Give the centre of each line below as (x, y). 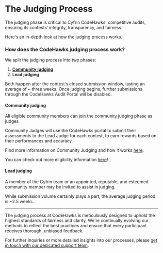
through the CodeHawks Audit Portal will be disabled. (58, 94)
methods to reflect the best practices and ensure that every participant (76, 225)
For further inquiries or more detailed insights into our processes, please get (81, 240)
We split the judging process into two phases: (50, 60)
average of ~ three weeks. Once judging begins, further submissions (74, 89)
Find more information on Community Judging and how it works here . (74, 150)
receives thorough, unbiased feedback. (44, 231)
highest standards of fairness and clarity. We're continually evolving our (77, 220)
